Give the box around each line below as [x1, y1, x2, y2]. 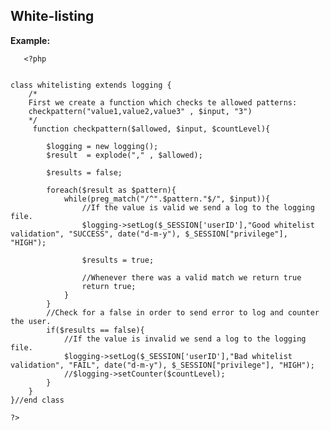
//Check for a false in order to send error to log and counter [46, 307, 320, 318]
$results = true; [81, 255, 155, 265]
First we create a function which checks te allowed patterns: [28, 97, 298, 108]
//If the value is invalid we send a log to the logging [63, 334, 307, 344]
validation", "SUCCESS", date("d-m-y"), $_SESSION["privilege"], [10, 229, 288, 239]
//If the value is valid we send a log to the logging [81, 202, 315, 213]
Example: [10, 34, 51, 46]
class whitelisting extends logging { [10, 80, 172, 90]
